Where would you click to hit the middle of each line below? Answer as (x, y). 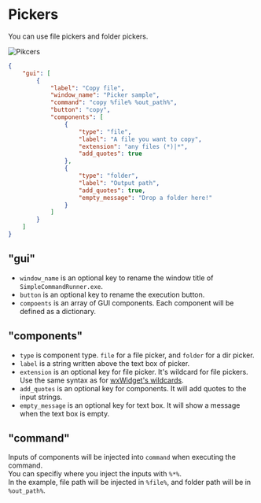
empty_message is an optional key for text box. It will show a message (130, 405)
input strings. (41, 397)
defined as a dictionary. (58, 311)
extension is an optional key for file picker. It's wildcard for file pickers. (134, 372)
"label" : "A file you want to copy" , (140, 139)
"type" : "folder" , (108, 176)
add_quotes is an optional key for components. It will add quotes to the (133, 388)
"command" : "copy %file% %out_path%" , (114, 103)
